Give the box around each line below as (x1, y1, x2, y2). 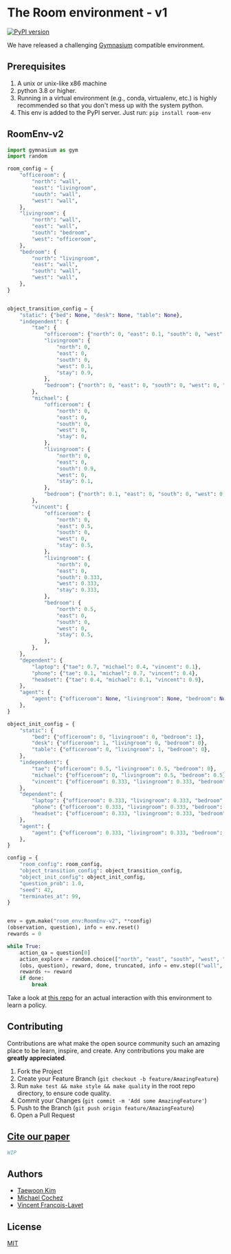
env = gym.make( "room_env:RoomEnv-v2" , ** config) (7, 918, 153, 925)
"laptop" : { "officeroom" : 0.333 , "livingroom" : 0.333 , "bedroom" (32, 797, 223, 804)
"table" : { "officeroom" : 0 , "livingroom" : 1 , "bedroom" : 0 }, (32, 746, 211, 753)
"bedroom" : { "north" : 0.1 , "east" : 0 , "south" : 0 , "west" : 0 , (43, 490, 226, 498)
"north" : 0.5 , (56, 605, 97, 613)
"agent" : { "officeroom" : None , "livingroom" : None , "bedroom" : (32, 695, 217, 702)
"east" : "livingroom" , (32, 184, 97, 191)
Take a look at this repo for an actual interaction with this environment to (7, 994, 212, 1002)
